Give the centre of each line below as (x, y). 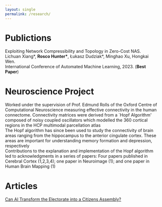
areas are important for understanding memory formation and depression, (79, 141)
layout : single (20, 9)
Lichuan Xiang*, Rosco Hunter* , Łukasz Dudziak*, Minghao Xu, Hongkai (77, 57)
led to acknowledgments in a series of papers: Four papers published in (76, 156)
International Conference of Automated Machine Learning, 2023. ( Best (75, 67)
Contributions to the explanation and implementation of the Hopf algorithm (79, 151)
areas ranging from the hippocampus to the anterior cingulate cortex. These (81, 135)
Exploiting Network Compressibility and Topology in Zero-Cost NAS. (73, 51)
